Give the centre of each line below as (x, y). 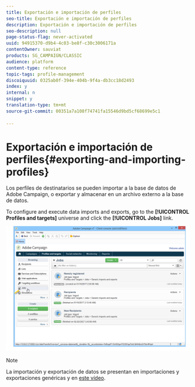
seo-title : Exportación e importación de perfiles (69, 18)
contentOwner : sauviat (34, 50)
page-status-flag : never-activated (49, 37)
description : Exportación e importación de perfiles (72, 25)
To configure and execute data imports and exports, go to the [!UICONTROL (98, 212)
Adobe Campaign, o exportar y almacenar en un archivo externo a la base (95, 194)
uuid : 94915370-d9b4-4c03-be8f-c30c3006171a (61, 43)
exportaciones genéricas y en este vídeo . (56, 378)
